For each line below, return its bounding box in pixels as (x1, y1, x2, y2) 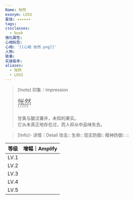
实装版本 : (5, 58, 22, 63)
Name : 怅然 (5, 7, 26, 12)
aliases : (5, 63, 23, 68)
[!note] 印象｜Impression (17, 86, 68, 92)
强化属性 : (5, 35, 22, 40)
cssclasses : (5, 26, 30, 31)
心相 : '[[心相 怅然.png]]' (5, 44, 57, 49)
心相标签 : (5, 40, 22, 45)
